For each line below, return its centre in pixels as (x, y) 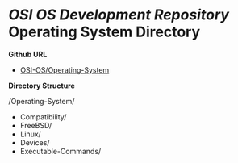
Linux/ (31, 134)
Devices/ (35, 142)
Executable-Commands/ (61, 151)
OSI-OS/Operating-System (65, 69)
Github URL (28, 54)
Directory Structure (42, 86)
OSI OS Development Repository (119, 15)
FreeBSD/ (36, 125)
